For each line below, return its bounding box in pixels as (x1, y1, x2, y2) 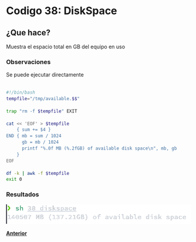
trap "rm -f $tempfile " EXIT (6, 108, 77, 114)
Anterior (6, 230, 28, 237)
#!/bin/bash (6, 89, 35, 95)
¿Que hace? (6, 28, 51, 38)
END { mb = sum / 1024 (6, 133, 62, 139)
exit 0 (6, 177, 22, 183)
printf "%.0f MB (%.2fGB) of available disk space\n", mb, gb (21, 145, 177, 151)
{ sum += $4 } (16, 127, 51, 133)
